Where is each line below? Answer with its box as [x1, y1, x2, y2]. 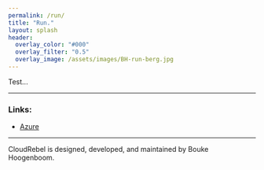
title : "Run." [8, 19, 55, 27]
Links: [8, 104, 32, 115]
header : [8, 33, 34, 42]
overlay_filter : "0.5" [15, 48, 90, 56]
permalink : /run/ [8, 11, 65, 20]
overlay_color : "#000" [15, 41, 90, 49]
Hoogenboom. [8, 153, 55, 162]
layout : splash [8, 26, 58, 34]
